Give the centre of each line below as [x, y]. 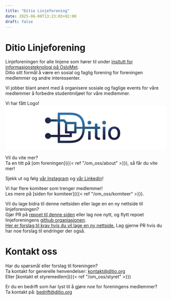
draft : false [19, 22]
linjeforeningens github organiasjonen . [46, 220]
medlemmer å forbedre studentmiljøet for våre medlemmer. [68, 93]
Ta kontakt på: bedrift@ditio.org [39, 292]
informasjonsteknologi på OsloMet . [42, 67]
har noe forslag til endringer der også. [45, 231]
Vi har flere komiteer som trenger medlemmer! [54, 188]
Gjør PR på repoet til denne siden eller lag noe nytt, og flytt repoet [75, 215]
